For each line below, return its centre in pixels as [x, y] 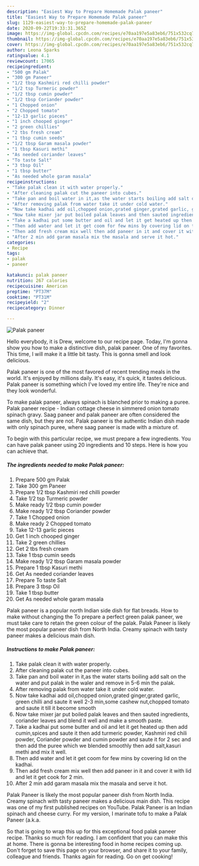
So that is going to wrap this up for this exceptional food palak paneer [92, 831]
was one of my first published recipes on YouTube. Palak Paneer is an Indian [99, 807]
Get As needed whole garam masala [59, 599]
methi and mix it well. [41, 752]
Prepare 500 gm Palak [43, 479]
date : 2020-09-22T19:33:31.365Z [46, 28]
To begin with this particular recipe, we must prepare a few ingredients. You [99, 439]
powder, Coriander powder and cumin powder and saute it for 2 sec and [103, 739]
